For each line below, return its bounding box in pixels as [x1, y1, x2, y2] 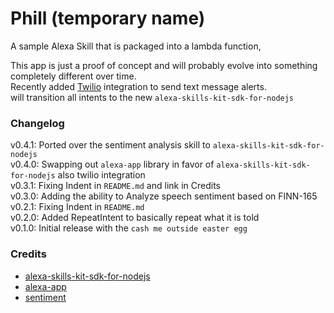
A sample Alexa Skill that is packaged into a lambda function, [10, 40, 262, 52]
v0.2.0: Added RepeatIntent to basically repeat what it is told [10, 212, 260, 224]
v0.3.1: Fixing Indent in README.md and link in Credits [10, 180, 221, 192]
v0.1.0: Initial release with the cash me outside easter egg [10, 222, 248, 234]
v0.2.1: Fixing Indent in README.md [10, 201, 145, 213]
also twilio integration [57, 169, 146, 181]
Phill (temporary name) [10, 7, 206, 30]
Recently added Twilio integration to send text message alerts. [10, 80, 267, 92]
